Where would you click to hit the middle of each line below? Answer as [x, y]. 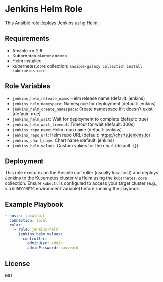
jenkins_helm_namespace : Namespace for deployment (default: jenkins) [84, 103]
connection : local [29, 221]
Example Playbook [34, 204]
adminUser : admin [45, 243]
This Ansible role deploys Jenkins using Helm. [52, 23]
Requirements [27, 38]
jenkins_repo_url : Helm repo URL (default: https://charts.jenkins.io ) [81, 135]
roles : [16, 225]
